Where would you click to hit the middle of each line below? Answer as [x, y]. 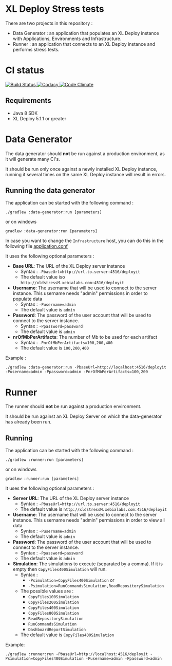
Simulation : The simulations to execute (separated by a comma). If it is [88, 564]
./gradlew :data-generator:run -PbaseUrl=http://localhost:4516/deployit [86, 367]
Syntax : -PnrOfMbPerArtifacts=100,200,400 [66, 343]
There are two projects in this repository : [49, 23]
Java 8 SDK [25, 113]
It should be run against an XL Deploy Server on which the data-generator [83, 416]
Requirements [28, 101]
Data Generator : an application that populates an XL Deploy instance [86, 33]
